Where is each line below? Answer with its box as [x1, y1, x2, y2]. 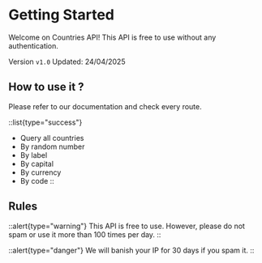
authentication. [8, 40, 59, 50]
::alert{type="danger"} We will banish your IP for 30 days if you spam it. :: [8, 245, 255, 255]
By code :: [19, 176, 54, 185]
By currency [19, 168, 62, 177]
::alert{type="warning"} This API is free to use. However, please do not [8, 221, 246, 231]
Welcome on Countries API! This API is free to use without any [8, 32, 217, 42]
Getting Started [8, 6, 115, 24]
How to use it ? [8, 80, 84, 94]
